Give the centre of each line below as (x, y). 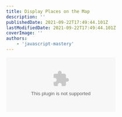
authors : (17, 38)
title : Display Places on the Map (48, 11)
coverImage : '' (25, 33)
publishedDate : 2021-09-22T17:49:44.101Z (57, 22)
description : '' (26, 17)
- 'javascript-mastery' (46, 44)
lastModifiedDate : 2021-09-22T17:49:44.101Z (61, 28)
